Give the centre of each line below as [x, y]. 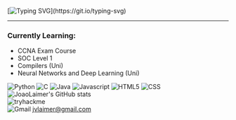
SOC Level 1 [35, 58]
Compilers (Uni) [40, 66]
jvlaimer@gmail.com [62, 109]
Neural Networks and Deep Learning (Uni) [78, 73]
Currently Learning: [41, 35]
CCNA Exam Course [47, 51]
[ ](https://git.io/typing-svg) [67, 11]
